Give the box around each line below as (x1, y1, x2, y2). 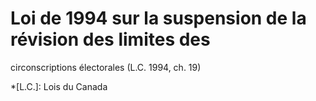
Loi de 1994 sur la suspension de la (10, 7, 307, 30)
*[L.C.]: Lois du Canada (10, 80, 108, 92)
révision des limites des (10, 28, 211, 51)
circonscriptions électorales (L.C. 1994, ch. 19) (10, 61, 202, 73)
